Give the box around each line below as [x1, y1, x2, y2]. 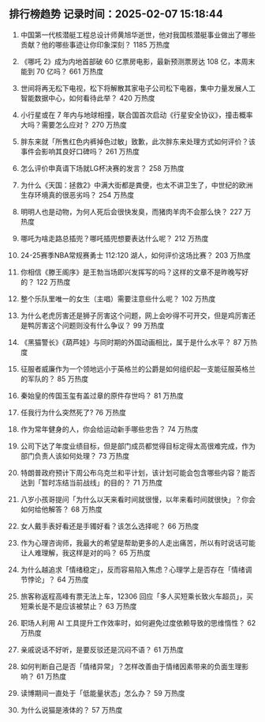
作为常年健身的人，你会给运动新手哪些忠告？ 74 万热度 [20, 424, 199, 433]
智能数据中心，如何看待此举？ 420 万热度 [20, 93, 156, 103]
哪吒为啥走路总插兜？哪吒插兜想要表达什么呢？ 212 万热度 [20, 233, 209, 243]
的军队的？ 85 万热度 [20, 374, 89, 384]
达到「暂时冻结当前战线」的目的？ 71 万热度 [20, 478, 163, 487]
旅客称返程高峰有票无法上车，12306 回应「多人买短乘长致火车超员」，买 [20, 592, 254, 601]
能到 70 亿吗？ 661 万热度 [20, 66, 104, 76]
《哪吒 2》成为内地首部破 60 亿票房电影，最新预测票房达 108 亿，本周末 [20, 56, 256, 66]
